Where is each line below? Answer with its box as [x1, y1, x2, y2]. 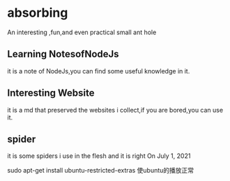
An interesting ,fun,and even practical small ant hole [7, 28, 157, 36]
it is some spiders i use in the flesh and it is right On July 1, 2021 [7, 152, 191, 160]
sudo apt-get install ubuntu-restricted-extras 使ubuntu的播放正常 [7, 166, 194, 175]
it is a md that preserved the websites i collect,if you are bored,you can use [7, 106, 224, 114]
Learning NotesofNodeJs [7, 48, 120, 60]
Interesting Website [7, 87, 95, 99]
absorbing [7, 5, 68, 21]
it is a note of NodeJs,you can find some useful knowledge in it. [7, 66, 190, 75]
